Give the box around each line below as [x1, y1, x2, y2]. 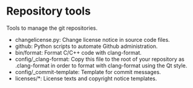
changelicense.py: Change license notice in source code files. [15, 36, 171, 43]
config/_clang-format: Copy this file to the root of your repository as [15, 55, 185, 63]
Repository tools [6, 4, 91, 18]
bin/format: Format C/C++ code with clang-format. [15, 49, 142, 56]
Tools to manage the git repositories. [6, 24, 98, 32]
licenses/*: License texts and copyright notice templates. [15, 75, 157, 82]
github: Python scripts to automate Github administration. [15, 42, 158, 50]
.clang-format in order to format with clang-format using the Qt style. [15, 62, 188, 69]
